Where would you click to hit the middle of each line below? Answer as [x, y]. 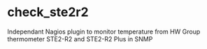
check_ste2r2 [48, 12]
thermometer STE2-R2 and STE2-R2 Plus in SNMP [80, 38]
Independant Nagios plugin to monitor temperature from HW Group [104, 31]
